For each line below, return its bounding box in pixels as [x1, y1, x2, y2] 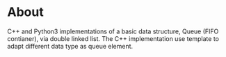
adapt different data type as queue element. [7, 42, 134, 50]
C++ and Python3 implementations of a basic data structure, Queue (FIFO [7, 27, 219, 35]
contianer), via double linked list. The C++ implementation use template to [7, 34, 219, 42]
